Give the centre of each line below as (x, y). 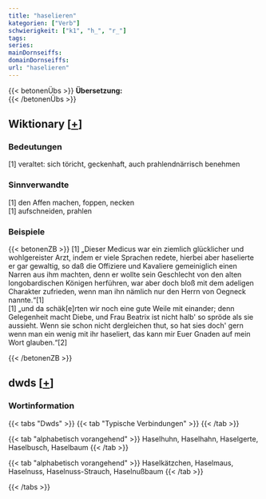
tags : (17, 38)
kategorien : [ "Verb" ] (44, 23)
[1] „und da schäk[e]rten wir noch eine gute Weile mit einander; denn (121, 309)
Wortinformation (41, 406)
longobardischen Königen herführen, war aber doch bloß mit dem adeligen (131, 283)
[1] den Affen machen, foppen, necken (71, 202)
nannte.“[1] (26, 300)
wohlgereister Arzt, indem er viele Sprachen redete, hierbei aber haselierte (131, 257)
